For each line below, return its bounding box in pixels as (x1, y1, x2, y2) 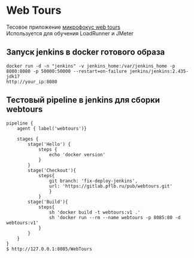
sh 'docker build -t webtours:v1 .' (48, 209, 141, 215)
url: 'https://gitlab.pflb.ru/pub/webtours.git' (48, 183, 172, 189)
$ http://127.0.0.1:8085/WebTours (6, 246, 93, 252)
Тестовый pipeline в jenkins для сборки (6, 95, 160, 105)
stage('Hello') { (28, 141, 71, 147)
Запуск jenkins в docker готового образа (6, 47, 165, 57)
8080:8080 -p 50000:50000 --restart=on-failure (6, 68, 128, 74)
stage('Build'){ (28, 199, 68, 205)
